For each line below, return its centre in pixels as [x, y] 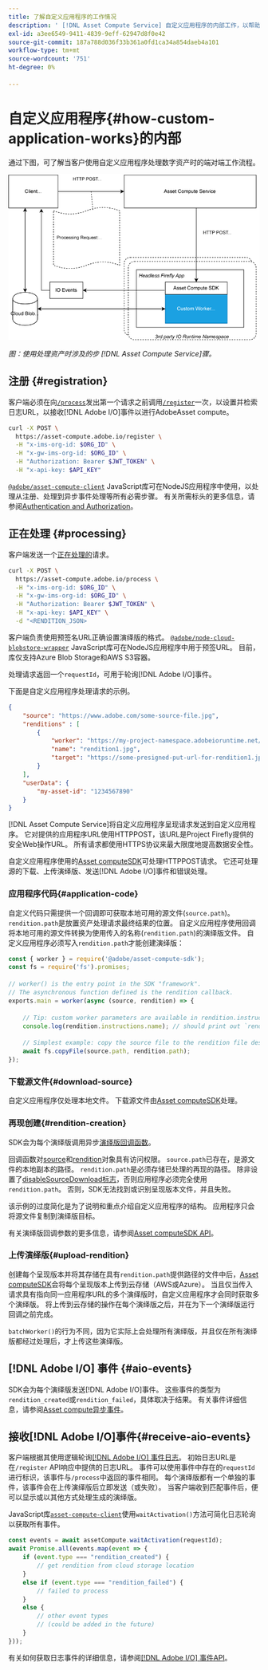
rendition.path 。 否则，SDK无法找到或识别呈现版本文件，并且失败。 [122, 1189]
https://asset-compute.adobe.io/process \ [87, 579]
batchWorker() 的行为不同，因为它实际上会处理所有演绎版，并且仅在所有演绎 [133, 1331]
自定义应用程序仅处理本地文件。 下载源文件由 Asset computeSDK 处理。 [125, 1101]
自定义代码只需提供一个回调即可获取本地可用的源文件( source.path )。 [121, 912]
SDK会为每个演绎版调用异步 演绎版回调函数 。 [82, 1142]
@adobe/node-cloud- [203, 638]
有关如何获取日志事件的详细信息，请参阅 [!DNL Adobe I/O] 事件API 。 [120, 1657]
